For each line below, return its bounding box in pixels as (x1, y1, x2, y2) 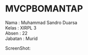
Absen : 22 (5, 30, 28, 36)
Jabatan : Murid (5, 35, 38, 41)
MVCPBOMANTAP (5, 3, 83, 14)
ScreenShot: (5, 45, 31, 51)
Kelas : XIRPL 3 (5, 24, 36, 30)
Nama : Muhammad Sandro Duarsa (5, 19, 77, 25)
